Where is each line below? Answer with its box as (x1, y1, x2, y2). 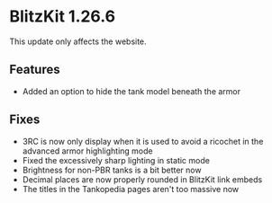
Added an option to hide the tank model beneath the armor (22, 85, 241, 96)
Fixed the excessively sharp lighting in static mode (22, 154, 210, 165)
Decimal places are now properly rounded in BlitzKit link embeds (22, 173, 263, 185)
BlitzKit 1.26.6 (9, 6, 115, 27)
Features (9, 62, 60, 77)
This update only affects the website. (9, 36, 147, 47)
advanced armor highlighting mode (22, 146, 153, 156)
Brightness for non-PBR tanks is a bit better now (22, 164, 202, 175)
